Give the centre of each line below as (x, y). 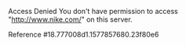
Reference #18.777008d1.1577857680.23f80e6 (84, 35)
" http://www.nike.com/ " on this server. (70, 19)
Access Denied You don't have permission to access (93, 11)
